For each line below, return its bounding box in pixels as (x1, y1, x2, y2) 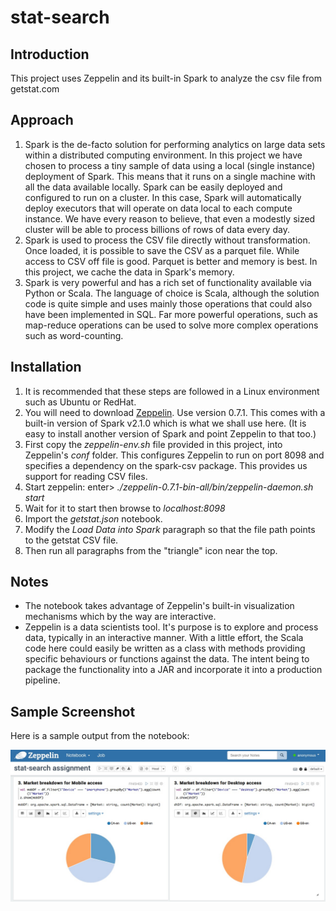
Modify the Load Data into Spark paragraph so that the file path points (24, 523, 316, 535)
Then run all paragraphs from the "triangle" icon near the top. (24, 544, 278, 556)
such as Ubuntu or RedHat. (24, 396, 137, 408)
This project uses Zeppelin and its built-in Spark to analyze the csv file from (10, 72, 322, 84)
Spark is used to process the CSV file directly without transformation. (24, 234, 311, 246)
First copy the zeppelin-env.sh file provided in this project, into (24, 438, 283, 450)
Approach (10, 112, 74, 129)
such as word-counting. (24, 329, 124, 341)
